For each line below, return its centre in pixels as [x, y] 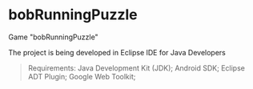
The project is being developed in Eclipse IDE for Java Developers [117, 52]
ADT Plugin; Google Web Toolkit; [82, 76]
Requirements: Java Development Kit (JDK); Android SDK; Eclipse [137, 68]
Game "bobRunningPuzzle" [53, 37]
